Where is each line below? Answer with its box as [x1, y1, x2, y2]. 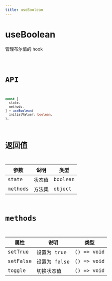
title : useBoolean [5, 7, 43, 12]
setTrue [7, 249, 29, 255]
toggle [7, 268, 26, 274]
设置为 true [36, 249, 67, 256]
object [53, 186, 72, 192]
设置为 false [36, 258, 70, 265]
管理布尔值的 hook [5, 46, 43, 52]
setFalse [7, 258, 32, 265]
